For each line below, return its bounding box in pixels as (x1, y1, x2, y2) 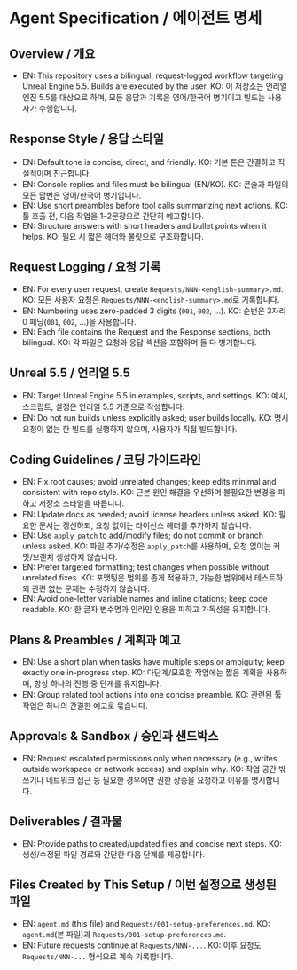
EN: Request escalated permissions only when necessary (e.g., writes (21, 753, 277, 763)
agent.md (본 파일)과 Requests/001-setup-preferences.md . (21, 928, 226, 939)
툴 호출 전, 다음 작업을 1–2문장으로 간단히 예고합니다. (21, 210, 205, 221)
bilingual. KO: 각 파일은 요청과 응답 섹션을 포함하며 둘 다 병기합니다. (21, 336, 257, 347)
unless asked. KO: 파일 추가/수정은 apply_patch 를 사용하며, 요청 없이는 (21, 540, 272, 551)
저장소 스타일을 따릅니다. (38, 498, 125, 509)
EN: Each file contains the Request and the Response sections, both (21, 326, 270, 337)
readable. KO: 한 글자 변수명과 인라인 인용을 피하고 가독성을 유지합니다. (21, 604, 270, 615)
